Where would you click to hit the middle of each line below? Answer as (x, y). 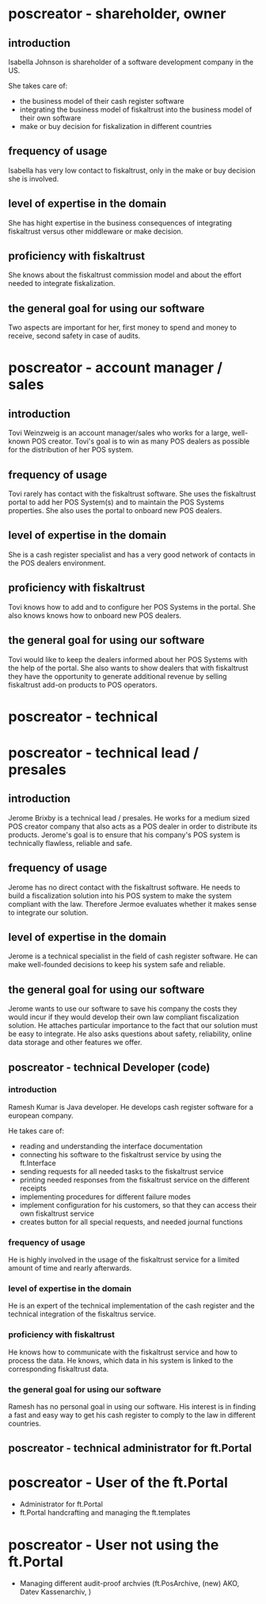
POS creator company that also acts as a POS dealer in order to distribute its (133, 826)
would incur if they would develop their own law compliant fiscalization (123, 1017)
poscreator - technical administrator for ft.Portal (130, 1448)
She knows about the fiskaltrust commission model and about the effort (125, 275)
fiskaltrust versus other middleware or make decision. (96, 231)
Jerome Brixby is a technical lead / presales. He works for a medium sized (129, 817)
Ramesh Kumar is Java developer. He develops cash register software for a (131, 1107)
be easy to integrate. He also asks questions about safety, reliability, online (130, 1034)
